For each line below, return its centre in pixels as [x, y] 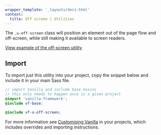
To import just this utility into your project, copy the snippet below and [77, 75]
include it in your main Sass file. [38, 81]
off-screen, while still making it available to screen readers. [66, 38]
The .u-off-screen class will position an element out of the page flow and [81, 33]
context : [14, 14]
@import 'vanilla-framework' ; [37, 99]
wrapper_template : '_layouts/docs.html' [48, 10]
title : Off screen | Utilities [42, 19]
